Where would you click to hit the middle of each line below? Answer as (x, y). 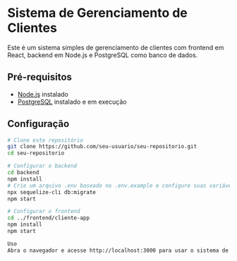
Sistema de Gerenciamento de (98, 13)
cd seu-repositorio (36, 153)
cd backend (23, 173)
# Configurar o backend (42, 166)
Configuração (38, 124)
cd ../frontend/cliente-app (49, 218)
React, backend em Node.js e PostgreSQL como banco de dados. (103, 55)
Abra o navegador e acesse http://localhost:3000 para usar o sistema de (118, 250)
